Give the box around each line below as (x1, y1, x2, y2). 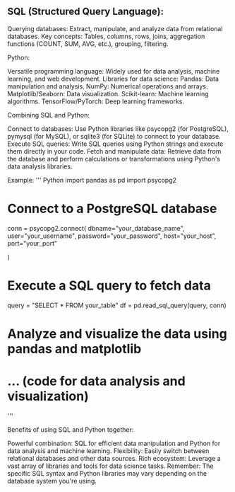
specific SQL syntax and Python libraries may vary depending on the (7, 469, 207, 477)
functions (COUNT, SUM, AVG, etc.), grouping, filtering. (7, 39, 169, 48)
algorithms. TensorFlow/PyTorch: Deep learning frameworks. (7, 97, 185, 105)
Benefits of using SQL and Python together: (7, 425, 134, 434)
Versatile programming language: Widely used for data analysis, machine (7, 67, 220, 75)
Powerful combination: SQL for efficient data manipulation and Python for (7, 439, 221, 447)
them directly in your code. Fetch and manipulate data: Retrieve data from (7, 147, 222, 155)
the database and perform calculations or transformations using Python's (7, 154, 221, 163)
